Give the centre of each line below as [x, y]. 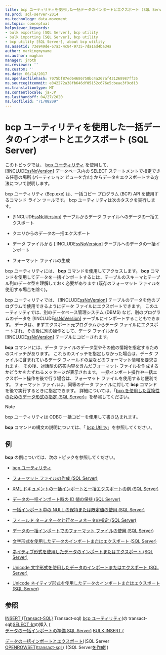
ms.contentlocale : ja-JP [31, 92]
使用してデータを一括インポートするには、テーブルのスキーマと [83, 277]
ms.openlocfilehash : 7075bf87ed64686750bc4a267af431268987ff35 [72, 78]
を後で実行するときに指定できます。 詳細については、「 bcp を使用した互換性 [82, 391]
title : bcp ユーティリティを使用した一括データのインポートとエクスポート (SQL [78, 10]
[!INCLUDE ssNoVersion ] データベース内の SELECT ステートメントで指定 [79, 171]
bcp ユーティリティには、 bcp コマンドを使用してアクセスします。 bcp [77, 271]
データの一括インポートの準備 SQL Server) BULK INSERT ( [64, 630]
